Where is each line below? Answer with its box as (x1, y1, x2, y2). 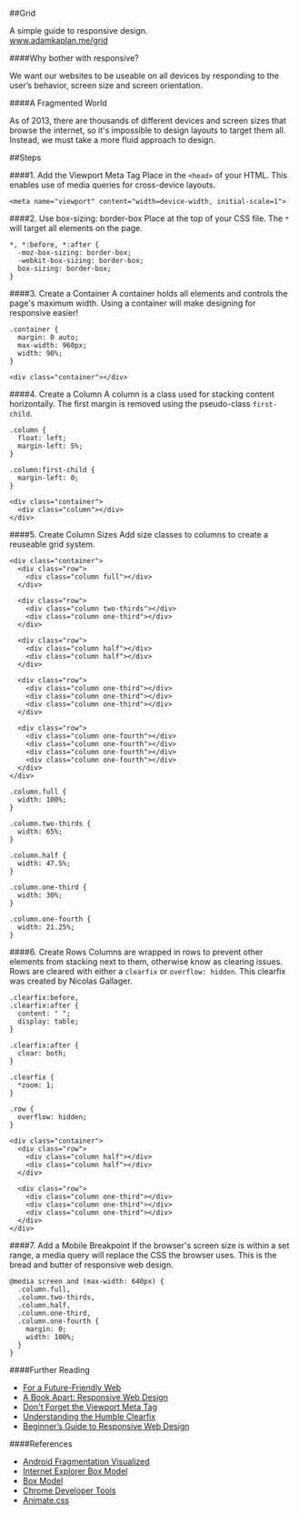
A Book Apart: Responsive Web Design (22, 1392, 168, 1402)
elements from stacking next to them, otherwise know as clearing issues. (9, 956, 284, 967)
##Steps (9, 152, 42, 163)
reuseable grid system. (9, 539, 95, 550)
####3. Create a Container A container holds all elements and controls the (9, 288, 288, 298)
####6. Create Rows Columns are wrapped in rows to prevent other (9, 946, 264, 957)
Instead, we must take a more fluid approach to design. (9, 135, 216, 145)
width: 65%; (17, 827, 64, 836)
